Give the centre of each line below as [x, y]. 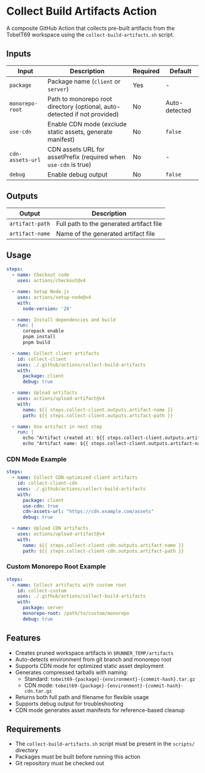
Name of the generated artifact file [106, 233]
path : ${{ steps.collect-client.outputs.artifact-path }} [98, 416]
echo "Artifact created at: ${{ [63, 438]
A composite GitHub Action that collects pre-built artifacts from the [91, 28]
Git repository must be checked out [60, 763]
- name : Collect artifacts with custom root [69, 585]
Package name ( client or [84, 81]
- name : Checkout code [41, 275]
